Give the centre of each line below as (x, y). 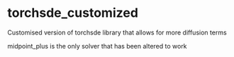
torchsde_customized (73, 13)
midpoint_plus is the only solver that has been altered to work (97, 46)
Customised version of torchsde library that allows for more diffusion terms (117, 32)
